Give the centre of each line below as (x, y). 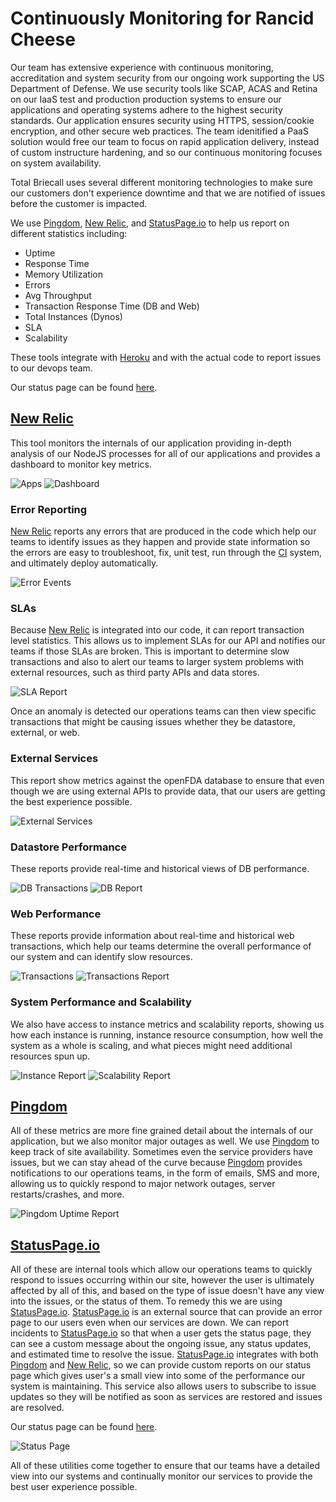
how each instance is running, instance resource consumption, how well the (167, 1034)
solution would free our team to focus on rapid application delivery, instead (165, 141)
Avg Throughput (58, 295)
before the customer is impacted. (79, 203)
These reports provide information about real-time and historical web (152, 936)
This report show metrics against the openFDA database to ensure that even (167, 780)
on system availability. (56, 163)
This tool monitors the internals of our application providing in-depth (151, 443)
